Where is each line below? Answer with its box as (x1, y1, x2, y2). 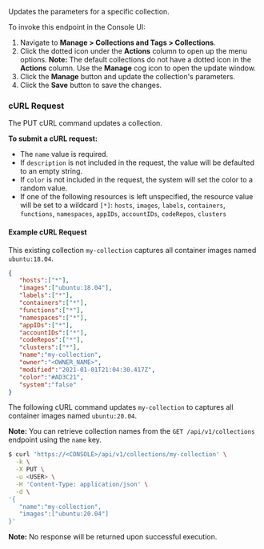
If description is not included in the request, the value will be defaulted (19, 158, 254, 167)
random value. (19, 183, 68, 193)
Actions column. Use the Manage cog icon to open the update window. (19, 63, 256, 73)
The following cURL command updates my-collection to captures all (8, 403, 234, 412)
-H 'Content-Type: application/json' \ (15, 480, 149, 488)
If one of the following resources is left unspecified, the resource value (19, 192, 254, 202)
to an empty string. (19, 166, 82, 176)
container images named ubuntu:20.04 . (8, 411, 138, 421)
